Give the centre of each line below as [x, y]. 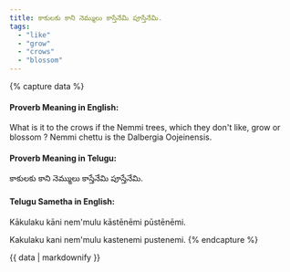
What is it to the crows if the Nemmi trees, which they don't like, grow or [145, 128]
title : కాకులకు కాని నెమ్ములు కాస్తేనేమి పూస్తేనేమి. [86, 18]
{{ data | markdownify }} [55, 257]
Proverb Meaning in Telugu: [63, 158]
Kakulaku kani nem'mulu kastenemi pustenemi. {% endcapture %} [134, 239]
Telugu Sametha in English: [62, 201]
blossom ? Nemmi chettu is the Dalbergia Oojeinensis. [111, 137]
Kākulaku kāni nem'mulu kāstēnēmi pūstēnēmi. [98, 222]
